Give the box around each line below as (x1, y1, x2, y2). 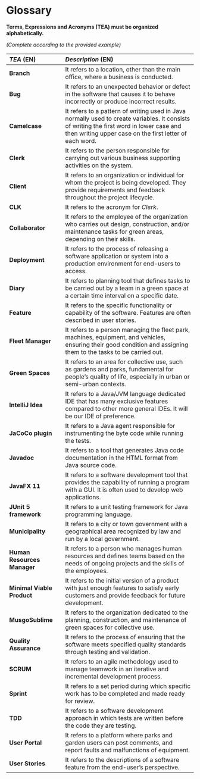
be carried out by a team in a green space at (65, 284, 189, 292)
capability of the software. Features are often (65, 308, 191, 317)
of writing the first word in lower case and (65, 121, 182, 130)
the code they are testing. (65, 721, 137, 730)
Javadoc (9, 453, 35, 462)
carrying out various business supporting (65, 154, 180, 162)
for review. (65, 697, 95, 705)
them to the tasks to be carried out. (65, 348, 164, 356)
